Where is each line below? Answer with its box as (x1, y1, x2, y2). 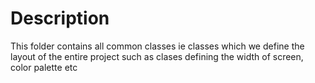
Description (10, 7, 110, 30)
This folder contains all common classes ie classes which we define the (10, 40, 305, 52)
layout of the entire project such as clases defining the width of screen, (10, 50, 304, 62)
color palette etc (10, 61, 78, 73)
